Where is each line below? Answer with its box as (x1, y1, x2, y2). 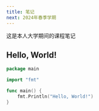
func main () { (6, 88, 43, 94)
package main (6, 66, 39, 72)
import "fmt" (6, 77, 39, 83)
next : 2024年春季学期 (6, 15, 56, 21)
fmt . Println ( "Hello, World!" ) (17, 93, 94, 99)
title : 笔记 (6, 8, 35, 15)
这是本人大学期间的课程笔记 (6, 32, 76, 39)
